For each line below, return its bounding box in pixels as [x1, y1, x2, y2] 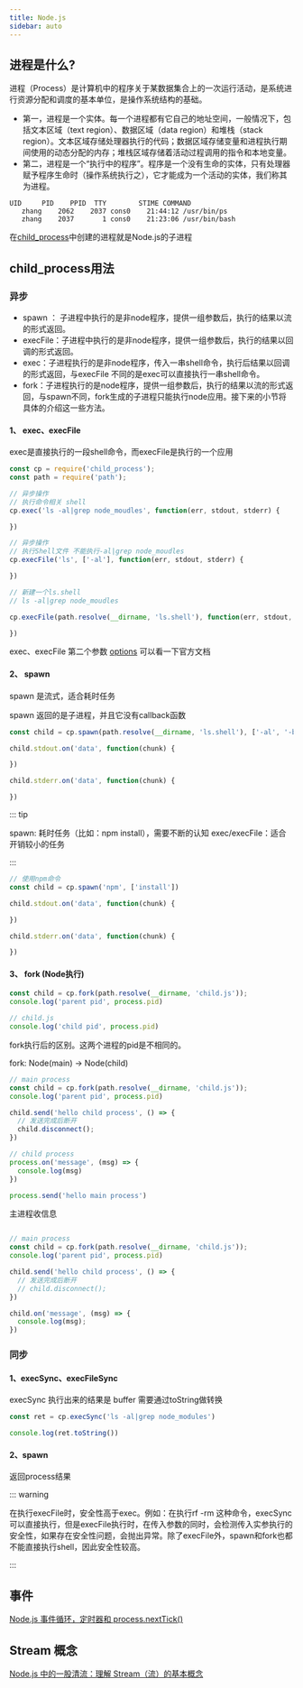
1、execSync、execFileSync [9, 1372, 119, 1383]
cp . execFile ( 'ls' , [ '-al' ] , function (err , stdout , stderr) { [9, 556, 244, 565]
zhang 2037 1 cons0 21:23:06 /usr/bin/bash [21, 215, 236, 224]
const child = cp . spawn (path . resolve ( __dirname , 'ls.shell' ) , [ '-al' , [9, 727, 280, 736]
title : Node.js [9, 13, 67, 23]
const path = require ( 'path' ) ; [9, 473, 127, 483]
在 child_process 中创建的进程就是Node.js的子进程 [9, 232, 192, 243]
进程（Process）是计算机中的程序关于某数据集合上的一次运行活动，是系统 [9, 83, 285, 94]
